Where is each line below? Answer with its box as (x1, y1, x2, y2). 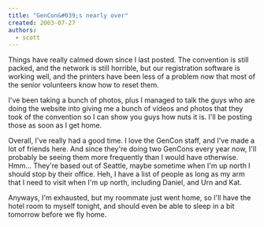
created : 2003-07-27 (8, 19, 76, 27)
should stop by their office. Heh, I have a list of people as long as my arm (8, 169, 246, 179)
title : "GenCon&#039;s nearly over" (8, 11, 128, 20)
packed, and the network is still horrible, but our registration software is (8, 64, 240, 73)
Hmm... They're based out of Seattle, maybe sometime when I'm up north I (8, 161, 251, 170)
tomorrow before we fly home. (8, 210, 107, 219)
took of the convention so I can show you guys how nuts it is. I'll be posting (8, 112, 252, 122)
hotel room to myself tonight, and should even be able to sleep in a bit (8, 202, 235, 211)
